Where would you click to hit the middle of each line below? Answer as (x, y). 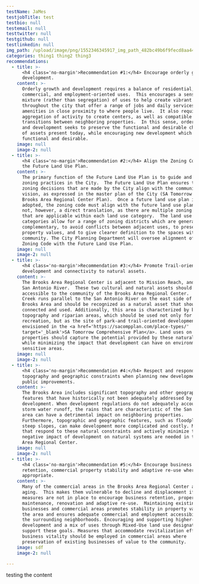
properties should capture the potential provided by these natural (108, 337)
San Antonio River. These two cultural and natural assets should (107, 288)
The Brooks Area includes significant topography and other (97, 393)
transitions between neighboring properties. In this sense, (100, 122)
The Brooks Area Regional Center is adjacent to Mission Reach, (103, 282)
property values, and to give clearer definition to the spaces (103, 232)
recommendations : (28, 61)
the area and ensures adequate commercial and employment (95, 514)
